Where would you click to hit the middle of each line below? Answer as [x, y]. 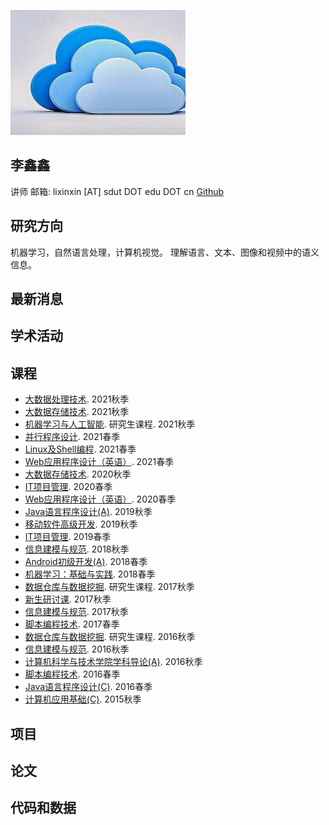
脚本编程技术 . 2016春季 [72, 674]
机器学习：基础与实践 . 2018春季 [90, 574]
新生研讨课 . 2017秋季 [68, 599]
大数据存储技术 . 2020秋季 [78, 474]
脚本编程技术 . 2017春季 [72, 624]
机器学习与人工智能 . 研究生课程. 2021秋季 [110, 424]
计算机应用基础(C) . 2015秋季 [83, 699]
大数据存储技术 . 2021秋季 [77, 412]
